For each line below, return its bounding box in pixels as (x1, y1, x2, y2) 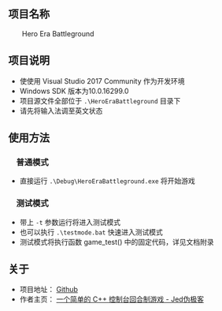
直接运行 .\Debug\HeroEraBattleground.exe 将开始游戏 (19, 176, 195, 185)
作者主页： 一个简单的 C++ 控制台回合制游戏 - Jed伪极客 (19, 294, 205, 304)
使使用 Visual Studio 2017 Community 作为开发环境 (19, 76, 185, 85)
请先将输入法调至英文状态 (19, 106, 103, 115)
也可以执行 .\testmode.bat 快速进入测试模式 (19, 227, 163, 237)
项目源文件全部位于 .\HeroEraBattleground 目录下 (19, 96, 181, 105)
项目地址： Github (19, 285, 79, 294)
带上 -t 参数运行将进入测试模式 (19, 217, 120, 227)
